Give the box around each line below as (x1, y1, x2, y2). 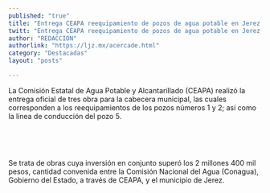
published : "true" (8, 11, 70, 20)
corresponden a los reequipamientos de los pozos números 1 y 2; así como (8, 102, 257, 113)
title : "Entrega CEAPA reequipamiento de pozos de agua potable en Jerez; (8, 19, 264, 27)
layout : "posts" (8, 57, 63, 65)
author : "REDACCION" (8, 34, 78, 43)
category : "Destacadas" (8, 49, 88, 57)
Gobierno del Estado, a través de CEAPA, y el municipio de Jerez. (8, 175, 225, 185)
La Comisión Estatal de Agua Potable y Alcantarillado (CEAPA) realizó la (8, 85, 246, 95)
